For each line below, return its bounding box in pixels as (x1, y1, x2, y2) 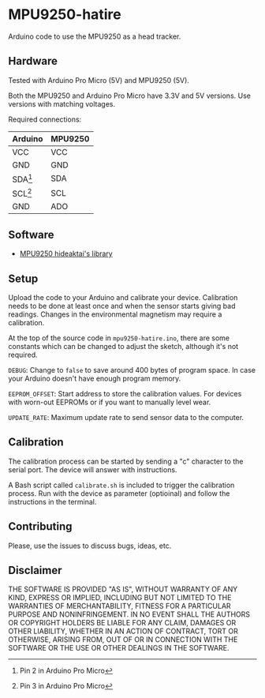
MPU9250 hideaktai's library (19, 249, 113, 258)
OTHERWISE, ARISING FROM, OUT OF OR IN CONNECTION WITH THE (8, 635, 238, 644)
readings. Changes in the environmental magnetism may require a (8, 310, 222, 319)
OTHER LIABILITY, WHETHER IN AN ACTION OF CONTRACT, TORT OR (8, 626, 238, 636)
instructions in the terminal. (8, 497, 97, 506)
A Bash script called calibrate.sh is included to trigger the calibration (8, 480, 235, 490)
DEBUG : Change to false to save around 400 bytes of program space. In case (8, 366, 256, 375)
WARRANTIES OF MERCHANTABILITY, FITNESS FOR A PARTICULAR (8, 602, 231, 611)
